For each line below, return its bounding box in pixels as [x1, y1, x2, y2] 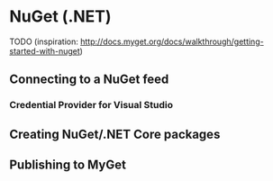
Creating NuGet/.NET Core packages [9, 126, 221, 141]
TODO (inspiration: [9, 36, 78, 47]
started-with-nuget [9, 45, 81, 56]
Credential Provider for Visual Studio [9, 99, 174, 112]
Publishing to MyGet [9, 158, 126, 173]
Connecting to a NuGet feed [9, 72, 169, 87]
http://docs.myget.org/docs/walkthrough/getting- [79, 36, 264, 47]
